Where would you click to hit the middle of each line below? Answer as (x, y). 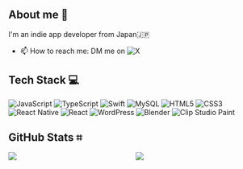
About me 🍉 (38, 15)
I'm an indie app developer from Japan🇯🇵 (79, 34)
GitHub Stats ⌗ (45, 138)
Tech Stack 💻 (44, 80)
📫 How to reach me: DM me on (73, 51)
